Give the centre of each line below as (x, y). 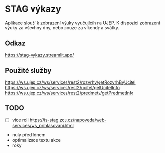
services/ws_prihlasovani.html (43, 126)
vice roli (20, 120)
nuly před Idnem (29, 135)
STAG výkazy (33, 9)
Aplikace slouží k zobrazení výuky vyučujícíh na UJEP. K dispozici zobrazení (82, 23)
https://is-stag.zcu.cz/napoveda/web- (68, 120)
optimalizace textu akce (36, 140)
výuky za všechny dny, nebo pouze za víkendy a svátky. (62, 27)
